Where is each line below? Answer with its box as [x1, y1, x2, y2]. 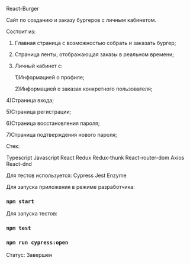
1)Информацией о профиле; [14, 74, 85, 81]
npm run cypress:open [6, 239, 69, 246]
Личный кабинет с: [14, 62, 63, 69]
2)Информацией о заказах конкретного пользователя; [14, 85, 153, 92]
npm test [6, 225, 31, 231]
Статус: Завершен [6, 251, 52, 258]
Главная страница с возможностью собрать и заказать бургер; [14, 40, 176, 46]
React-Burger [6, 5, 40, 12]
